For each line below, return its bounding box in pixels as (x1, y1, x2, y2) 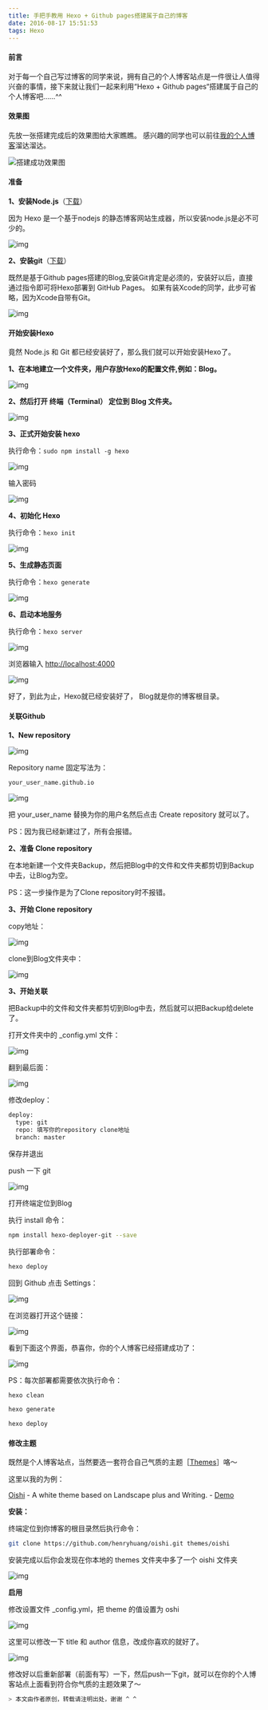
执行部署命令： (8, 1246, 57, 1256)
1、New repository (8, 730, 71, 740)
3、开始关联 (8, 987, 49, 996)
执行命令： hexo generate (8, 577, 90, 587)
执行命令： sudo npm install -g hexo (8, 446, 129, 456)
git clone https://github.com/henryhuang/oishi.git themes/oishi (8, 1540, 230, 1548)
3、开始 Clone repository (8, 904, 93, 914)
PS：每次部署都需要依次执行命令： (8, 1375, 122, 1385)
